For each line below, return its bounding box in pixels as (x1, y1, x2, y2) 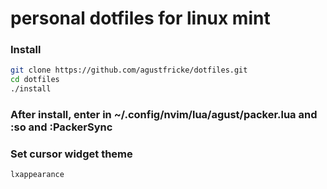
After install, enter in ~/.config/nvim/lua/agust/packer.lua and (10, 108, 318, 122)
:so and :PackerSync (10, 120, 113, 134)
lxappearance (10, 170, 65, 180)
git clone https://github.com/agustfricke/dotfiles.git (10, 65, 248, 76)
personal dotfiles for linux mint (10, 7, 271, 30)
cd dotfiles (10, 75, 60, 85)
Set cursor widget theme (10, 147, 133, 161)
